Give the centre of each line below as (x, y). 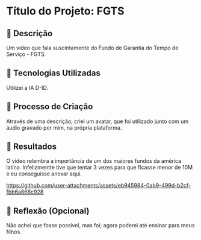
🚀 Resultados (32, 147)
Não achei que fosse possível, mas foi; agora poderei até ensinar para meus (100, 226)
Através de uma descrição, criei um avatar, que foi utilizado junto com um (97, 121)
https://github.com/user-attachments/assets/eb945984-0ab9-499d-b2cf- (99, 186)
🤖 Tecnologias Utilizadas (53, 73)
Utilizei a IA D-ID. (27, 87)
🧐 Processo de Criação (50, 107)
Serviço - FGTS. (26, 54)
